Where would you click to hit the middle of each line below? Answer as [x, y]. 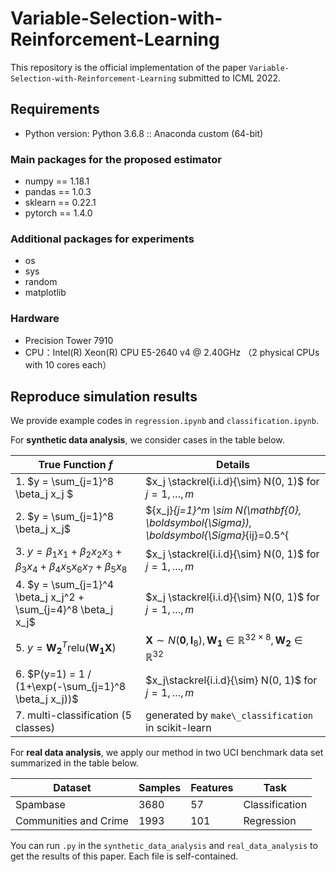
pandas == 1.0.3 [58, 192]
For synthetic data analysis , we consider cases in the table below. [147, 440]
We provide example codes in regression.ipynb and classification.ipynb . [164, 421]
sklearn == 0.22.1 [60, 203]
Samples [160, 787]
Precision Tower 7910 [69, 340]
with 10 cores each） [68, 364]
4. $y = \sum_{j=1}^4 [65, 584]
